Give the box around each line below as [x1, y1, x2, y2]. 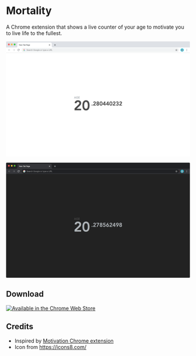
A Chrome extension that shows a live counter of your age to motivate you [6, 23, 185, 30]
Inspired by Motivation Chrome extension [14, 337, 114, 344]
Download [6, 289, 44, 299]
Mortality [6, 4, 52, 18]
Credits [6, 322, 34, 331]
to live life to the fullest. [6, 29, 62, 36]
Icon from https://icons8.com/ [14, 343, 87, 350]
